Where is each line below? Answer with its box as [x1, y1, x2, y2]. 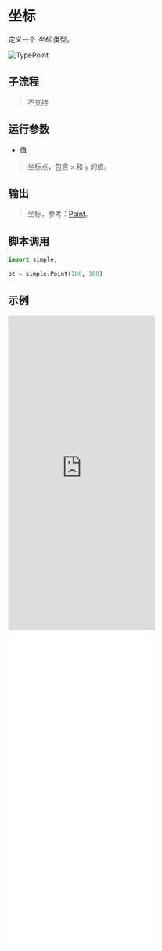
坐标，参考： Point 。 [27, 209, 92, 218]
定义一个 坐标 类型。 [8, 35, 74, 44]
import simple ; [8, 256, 58, 264]
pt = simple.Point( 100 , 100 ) [8, 270, 103, 278]
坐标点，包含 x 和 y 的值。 [27, 162, 111, 171]
